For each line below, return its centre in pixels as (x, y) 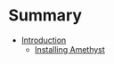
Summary (45, 16)
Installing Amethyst (70, 49)
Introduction (44, 40)
